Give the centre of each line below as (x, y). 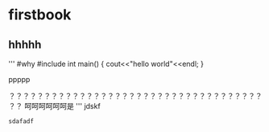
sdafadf (21, 122)
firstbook (40, 15)
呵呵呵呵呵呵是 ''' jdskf (62, 106)
